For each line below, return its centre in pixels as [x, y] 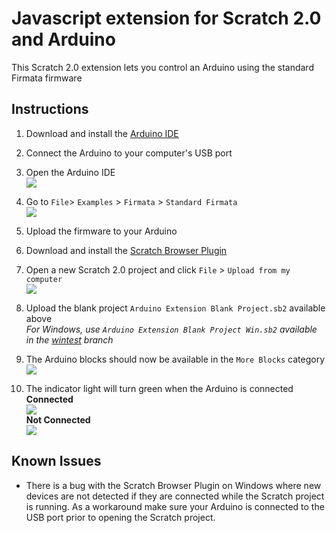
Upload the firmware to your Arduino [101, 231]
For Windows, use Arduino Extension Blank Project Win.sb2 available [171, 329]
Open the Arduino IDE [70, 172]
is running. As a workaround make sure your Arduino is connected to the [175, 506]
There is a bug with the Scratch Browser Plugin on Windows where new [173, 485]
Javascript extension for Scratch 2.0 [166, 18]
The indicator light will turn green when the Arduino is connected [159, 388]
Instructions [50, 109]
